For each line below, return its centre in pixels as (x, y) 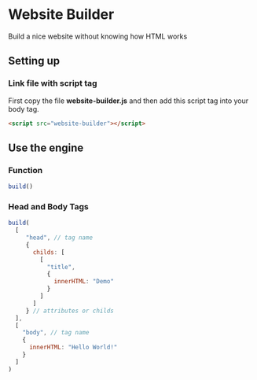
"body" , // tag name (56, 333)
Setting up (34, 61)
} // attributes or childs (70, 311)
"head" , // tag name (59, 238)
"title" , (61, 267)
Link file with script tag (53, 83)
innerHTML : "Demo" (84, 282)
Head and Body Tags (48, 206)
